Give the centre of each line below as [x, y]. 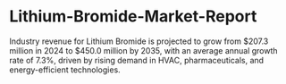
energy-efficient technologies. [65, 70]
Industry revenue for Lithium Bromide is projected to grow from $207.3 [139, 41]
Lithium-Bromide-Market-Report [133, 17]
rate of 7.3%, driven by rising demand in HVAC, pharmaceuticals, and [137, 60]
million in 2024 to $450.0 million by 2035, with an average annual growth [144, 50]
